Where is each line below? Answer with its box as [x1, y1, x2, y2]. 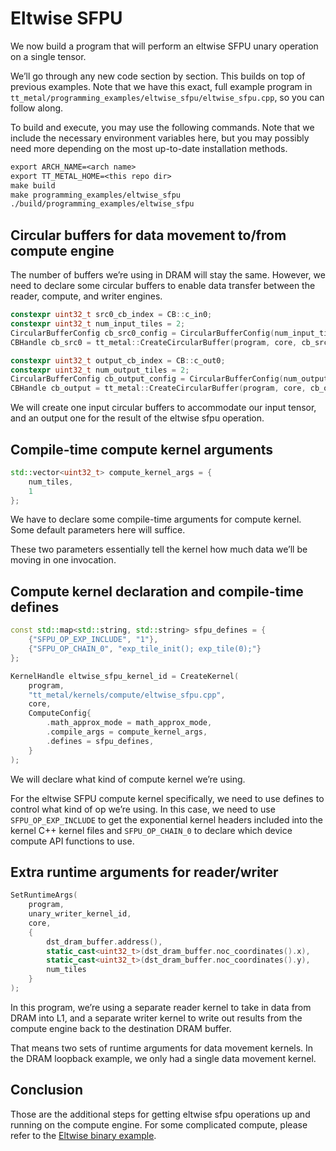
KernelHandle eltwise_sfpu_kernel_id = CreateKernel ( [10, 671, 240, 681]
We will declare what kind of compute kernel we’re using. [10, 773, 246, 785]
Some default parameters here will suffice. [10, 524, 186, 536]
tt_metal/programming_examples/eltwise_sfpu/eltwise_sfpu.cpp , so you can [10, 91, 325, 103]
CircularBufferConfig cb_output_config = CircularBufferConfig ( [10, 374, 284, 384]
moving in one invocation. [10, 554, 117, 566]
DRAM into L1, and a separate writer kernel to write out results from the [10, 1012, 303, 1024]
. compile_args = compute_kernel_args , [46, 727, 208, 737]
